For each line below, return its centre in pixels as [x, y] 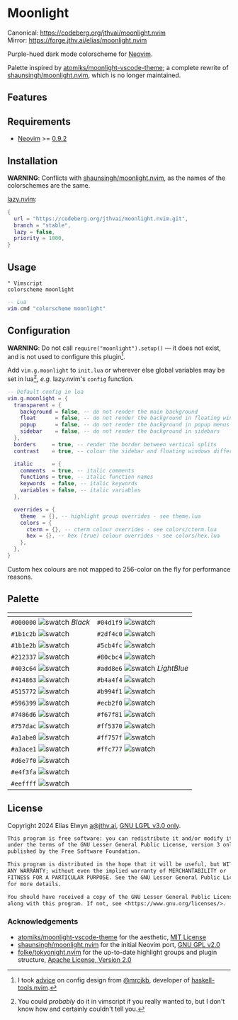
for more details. [34, 884]
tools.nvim [33, 987]
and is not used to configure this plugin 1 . [66, 356]
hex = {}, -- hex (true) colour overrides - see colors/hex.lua [123, 536]
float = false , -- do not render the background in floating [120, 418]
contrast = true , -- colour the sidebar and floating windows [112, 451]
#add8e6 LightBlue [143, 668]
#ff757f [109, 737]
